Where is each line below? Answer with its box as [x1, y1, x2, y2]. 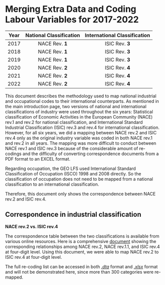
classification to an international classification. [5, 181, 99, 187]
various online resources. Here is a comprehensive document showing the [5, 238, 157, 244]
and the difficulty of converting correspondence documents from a [22, 151, 159, 157]
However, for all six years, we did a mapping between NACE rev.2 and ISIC [5, 129, 157, 135]
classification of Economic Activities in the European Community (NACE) [5, 114, 153, 120]
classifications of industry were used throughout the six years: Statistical [5, 109, 153, 115]
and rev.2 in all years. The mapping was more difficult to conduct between [5, 140, 157, 146]
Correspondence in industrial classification [5, 210, 142, 219]
